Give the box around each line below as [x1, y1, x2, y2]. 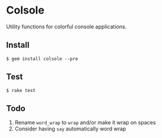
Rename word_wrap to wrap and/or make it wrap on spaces [14, 119, 156, 126]
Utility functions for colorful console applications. [6, 23, 127, 30]
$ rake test [6, 87, 36, 93]
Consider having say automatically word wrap [14, 125, 126, 133]
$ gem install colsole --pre [6, 55, 78, 62]
